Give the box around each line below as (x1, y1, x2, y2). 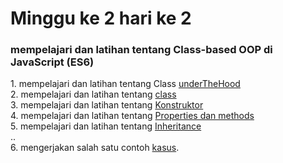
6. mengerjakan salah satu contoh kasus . (10, 142, 180, 154)
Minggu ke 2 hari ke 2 (10, 7, 192, 30)
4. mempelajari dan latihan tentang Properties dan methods (10, 110, 255, 122)
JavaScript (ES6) (10, 55, 95, 69)
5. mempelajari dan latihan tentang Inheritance (10, 120, 202, 132)
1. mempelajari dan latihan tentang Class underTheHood (10, 78, 241, 90)
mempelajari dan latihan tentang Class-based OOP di (10, 43, 273, 57)
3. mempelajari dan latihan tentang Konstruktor (10, 99, 204, 111)
